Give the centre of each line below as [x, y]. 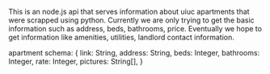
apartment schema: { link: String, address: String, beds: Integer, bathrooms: [134, 53]
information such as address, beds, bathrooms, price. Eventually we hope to [135, 29]
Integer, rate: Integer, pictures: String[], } [76, 61]
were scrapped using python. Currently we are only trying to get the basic [131, 20]
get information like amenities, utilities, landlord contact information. [121, 37]
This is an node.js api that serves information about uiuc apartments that [129, 12]
